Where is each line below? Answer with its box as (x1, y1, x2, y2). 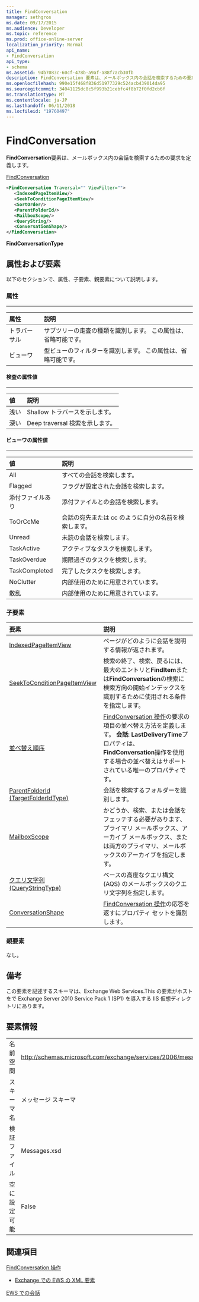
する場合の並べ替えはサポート (103, 757, 187, 765)
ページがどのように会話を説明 (103, 637, 187, 645)
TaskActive (9, 544, 40, 552)
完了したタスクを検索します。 (62, 567, 145, 575)
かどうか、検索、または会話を (103, 806, 187, 814)
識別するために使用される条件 (103, 693, 187, 700)
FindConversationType (6, 240, 64, 247)
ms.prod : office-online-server (6, 36, 84, 42)
